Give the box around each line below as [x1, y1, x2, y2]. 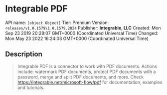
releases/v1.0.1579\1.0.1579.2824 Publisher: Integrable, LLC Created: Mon [5, 24, 161, 30]
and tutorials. [17, 84, 45, 90]
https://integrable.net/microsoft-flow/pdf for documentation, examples [17, 79, 163, 85]
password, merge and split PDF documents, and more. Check [17, 73, 144, 80]
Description [5, 50, 42, 58]
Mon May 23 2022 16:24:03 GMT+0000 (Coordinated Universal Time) [5, 35, 149, 41]
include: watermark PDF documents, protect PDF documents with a [17, 68, 156, 74]
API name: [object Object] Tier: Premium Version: [5, 19, 109, 25]
